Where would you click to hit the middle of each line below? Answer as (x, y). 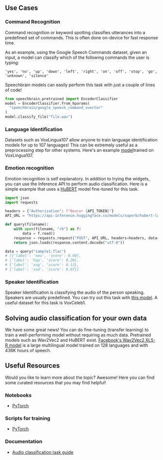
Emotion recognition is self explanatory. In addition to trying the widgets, (77, 178)
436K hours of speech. (28, 351)
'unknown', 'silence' (27, 76)
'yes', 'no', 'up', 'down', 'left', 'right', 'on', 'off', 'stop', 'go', (81, 71)
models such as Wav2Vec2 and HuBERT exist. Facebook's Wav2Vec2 (75, 340)
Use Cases (22, 8)
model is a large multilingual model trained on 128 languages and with (79, 345)
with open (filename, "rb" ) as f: (48, 229)
